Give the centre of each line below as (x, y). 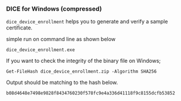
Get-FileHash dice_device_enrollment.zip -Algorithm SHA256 (82, 72)
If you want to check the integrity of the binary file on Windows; (83, 61)
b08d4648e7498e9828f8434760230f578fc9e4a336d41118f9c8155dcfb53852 (91, 93)
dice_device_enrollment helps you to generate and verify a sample (87, 22)
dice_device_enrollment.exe (41, 50)
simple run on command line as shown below (61, 39)
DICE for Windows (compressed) (54, 9)
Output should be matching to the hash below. (62, 83)
